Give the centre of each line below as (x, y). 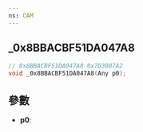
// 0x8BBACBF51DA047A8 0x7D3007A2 (66, 66)
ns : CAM (21, 16)
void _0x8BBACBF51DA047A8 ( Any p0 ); (68, 74)
